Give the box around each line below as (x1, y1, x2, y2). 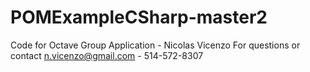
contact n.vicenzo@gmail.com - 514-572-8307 (10, 49, 204, 61)
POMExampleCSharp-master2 (10, 6, 268, 29)
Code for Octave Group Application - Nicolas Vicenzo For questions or (10, 39, 301, 51)
